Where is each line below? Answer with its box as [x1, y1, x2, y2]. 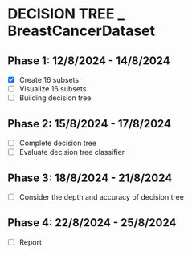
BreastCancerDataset [7, 22, 156, 40]
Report [18, 237, 42, 247]
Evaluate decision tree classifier [18, 148, 125, 157]
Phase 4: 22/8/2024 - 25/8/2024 [7, 216, 177, 229]
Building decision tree [18, 93, 92, 103]
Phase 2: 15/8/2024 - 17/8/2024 [7, 117, 172, 131]
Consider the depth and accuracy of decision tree [18, 192, 184, 201]
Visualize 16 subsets [18, 84, 87, 94]
